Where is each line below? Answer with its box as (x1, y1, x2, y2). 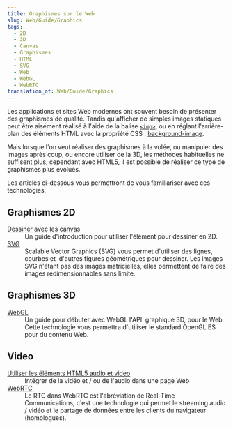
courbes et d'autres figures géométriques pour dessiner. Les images (24, 254, 223, 262)
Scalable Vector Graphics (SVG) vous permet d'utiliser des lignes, (24, 247, 213, 255)
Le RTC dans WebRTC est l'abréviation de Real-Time (24, 391, 175, 400)
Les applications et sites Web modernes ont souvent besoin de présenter (7, 107, 217, 116)
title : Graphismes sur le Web (7, 10, 95, 17)
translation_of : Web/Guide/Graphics (7, 88, 113, 95)
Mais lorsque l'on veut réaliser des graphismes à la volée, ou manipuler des (7, 143, 223, 151)
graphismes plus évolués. (7, 165, 81, 174)
